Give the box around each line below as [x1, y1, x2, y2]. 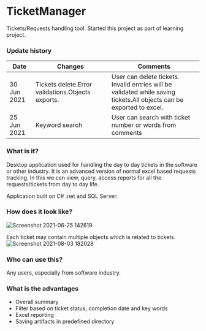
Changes [57, 63, 84, 71]
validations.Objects [35, 88, 91, 96]
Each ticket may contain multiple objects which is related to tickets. [6, 233, 176, 240]
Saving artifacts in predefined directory [15, 318, 115, 325]
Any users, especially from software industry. [6, 269, 121, 276]
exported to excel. [111, 103, 164, 112]
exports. [35, 96, 59, 104]
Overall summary [15, 299, 59, 306]
